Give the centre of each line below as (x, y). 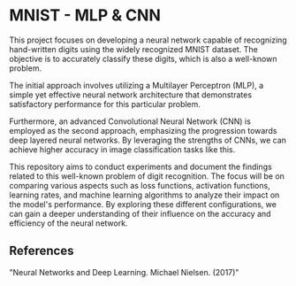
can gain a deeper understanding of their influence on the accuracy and (140, 213)
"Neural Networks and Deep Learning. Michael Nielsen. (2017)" (124, 272)
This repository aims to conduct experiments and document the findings (140, 166)
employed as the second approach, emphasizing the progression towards (143, 130)
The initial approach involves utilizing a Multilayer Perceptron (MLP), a (137, 85)
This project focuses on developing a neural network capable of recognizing (148, 40)
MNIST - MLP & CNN (85, 15)
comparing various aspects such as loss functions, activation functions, (140, 185)
